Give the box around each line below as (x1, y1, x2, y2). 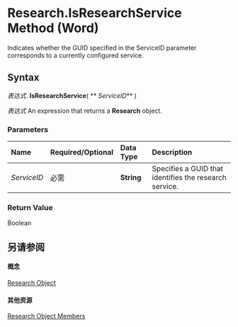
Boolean (7, 218, 32, 228)
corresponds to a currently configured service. (7, 51, 144, 60)
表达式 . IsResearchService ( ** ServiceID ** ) (7, 91, 137, 100)
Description (152, 148, 193, 157)
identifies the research (152, 172, 227, 182)
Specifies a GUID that (152, 164, 224, 174)
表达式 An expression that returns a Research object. (7, 106, 163, 115)
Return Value (7, 202, 53, 212)
